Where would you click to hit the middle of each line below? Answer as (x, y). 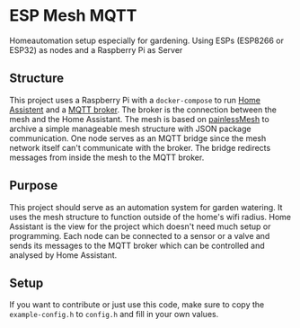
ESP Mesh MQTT (73, 16)
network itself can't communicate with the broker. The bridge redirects (140, 147)
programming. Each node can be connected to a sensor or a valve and (140, 235)
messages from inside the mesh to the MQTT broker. (107, 157)
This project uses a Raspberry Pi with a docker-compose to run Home (135, 100)
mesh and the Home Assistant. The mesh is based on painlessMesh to (139, 119)
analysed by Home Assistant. (63, 255)
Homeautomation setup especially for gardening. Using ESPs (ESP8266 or (147, 40)
